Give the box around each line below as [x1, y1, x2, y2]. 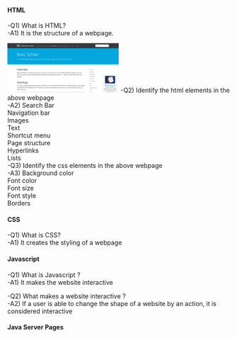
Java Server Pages [7, 323, 64, 332]
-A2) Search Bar [7, 101, 54, 110]
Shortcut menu [7, 131, 51, 140]
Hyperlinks [7, 146, 39, 155]
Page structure [7, 139, 51, 147]
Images [7, 116, 30, 125]
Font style [7, 191, 37, 200]
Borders [7, 199, 30, 208]
